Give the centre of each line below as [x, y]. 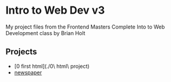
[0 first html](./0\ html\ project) [52, 66]
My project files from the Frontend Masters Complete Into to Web [85, 27]
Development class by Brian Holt [45, 33]
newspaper [28, 72]
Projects [21, 52]
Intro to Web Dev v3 [55, 10]
